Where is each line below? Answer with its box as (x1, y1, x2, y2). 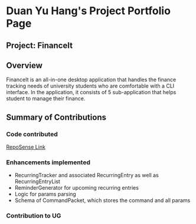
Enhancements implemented (6, 158, 90, 167)
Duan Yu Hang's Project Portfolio (6, 4, 171, 18)
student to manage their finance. (6, 95, 86, 102)
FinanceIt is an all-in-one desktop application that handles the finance (6, 76, 177, 84)
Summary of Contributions (6, 112, 106, 122)
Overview (6, 60, 43, 71)
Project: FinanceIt (6, 40, 73, 50)
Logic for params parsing (14, 191, 77, 198)
